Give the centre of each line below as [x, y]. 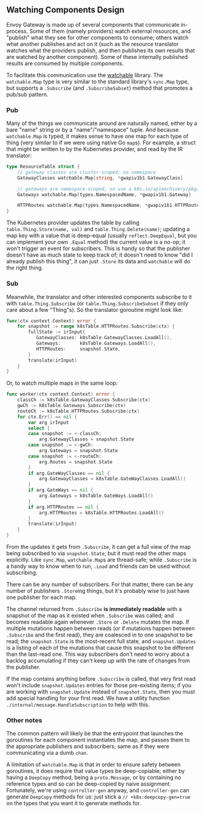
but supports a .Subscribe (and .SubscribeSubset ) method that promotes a [100, 88]
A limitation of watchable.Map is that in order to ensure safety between [93, 764]
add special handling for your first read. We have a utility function [88, 698]
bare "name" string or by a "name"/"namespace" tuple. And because [93, 130]
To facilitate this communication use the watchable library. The [85, 75]
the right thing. [25, 268]
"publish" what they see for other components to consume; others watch [98, 37]
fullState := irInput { [57, 332]
